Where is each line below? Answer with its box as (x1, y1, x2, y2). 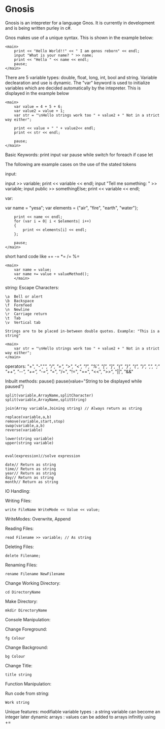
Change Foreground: (5, 626, 47, 632)
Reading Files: (5, 525, 34, 531)
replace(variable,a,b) (5, 414, 52, 420)
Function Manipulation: (5, 681, 52, 686)
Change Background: (5, 644, 48, 650)
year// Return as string (5, 471, 56, 475)
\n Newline (5, 307, 30, 312)
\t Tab (5, 315, 21, 321)
